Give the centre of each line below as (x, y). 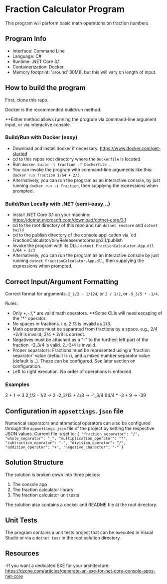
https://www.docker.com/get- (130, 148)
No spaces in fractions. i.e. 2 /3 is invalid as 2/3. (62, 323)
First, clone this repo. (27, 100)
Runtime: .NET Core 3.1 (36, 61)
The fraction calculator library (43, 489)
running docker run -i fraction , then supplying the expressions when (85, 185)
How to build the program (45, 88)
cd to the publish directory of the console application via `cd (74, 235)
